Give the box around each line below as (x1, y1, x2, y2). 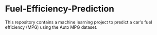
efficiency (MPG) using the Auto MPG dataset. (5, 24, 98, 30)
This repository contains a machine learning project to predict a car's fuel (5, 19, 152, 25)
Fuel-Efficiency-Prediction (5, 3, 114, 14)
